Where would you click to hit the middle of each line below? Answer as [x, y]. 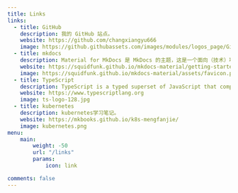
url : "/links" [53, 153]
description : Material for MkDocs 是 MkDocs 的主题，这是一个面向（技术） [125, 60]
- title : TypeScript [44, 80]
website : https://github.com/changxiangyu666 [89, 40]
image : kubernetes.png [53, 126]
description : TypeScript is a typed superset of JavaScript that [119, 87]
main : [28, 139]
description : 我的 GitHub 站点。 [67, 34]
